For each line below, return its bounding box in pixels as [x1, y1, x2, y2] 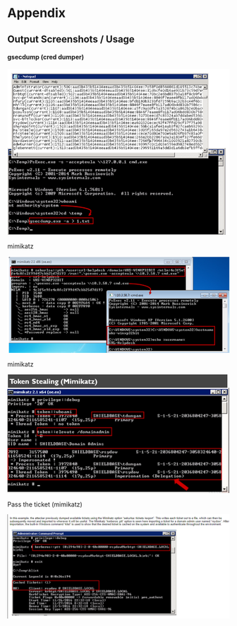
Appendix [7, 5, 66, 21]
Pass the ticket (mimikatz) [7, 500, 83, 509]
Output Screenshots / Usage [7, 33, 135, 45]
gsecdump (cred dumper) [7, 53, 85, 62]
